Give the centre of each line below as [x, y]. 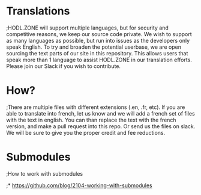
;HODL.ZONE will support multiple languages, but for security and [88, 28]
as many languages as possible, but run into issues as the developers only [98, 40]
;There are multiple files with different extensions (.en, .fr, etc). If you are [96, 107]
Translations [38, 11]
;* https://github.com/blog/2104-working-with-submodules [79, 185]
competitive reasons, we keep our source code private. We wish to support [99, 34]
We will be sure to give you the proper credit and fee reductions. [86, 132]
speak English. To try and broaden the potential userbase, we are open [94, 47]
